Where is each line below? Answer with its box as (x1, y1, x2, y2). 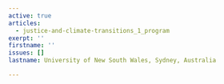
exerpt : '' (8, 34, 45, 42)
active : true (8, 11, 52, 20)
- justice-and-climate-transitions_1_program (15, 26, 170, 34)
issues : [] (8, 49, 45, 57)
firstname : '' (8, 42, 56, 50)
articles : (8, 19, 42, 27)
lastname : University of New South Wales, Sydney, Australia (8, 57, 217, 65)
